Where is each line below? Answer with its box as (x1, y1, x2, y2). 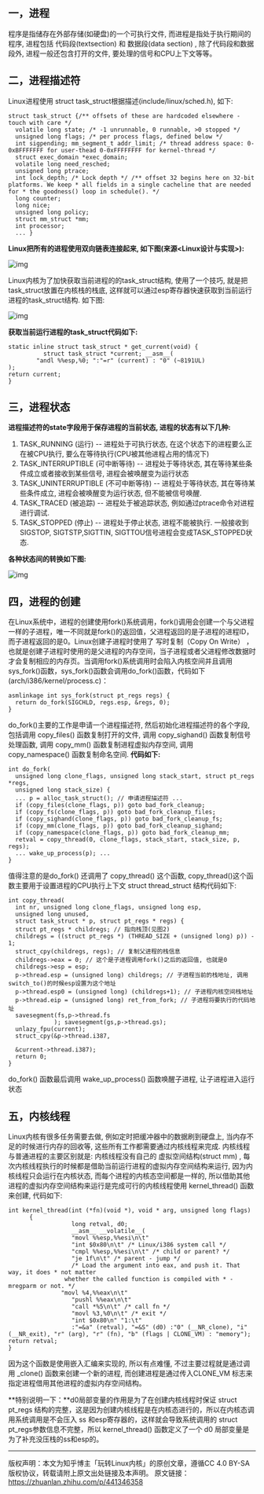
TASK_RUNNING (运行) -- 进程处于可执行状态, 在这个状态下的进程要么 (19, 439, 246, 449)
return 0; (15, 1053, 47, 1061)
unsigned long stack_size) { (15, 786, 111, 795)
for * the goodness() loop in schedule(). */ (8, 187, 159, 196)
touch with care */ (8, 119, 72, 127)
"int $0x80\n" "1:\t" (71, 1316, 143, 1325)
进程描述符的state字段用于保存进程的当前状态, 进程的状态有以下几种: (8, 423, 231, 432)
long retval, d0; (71, 1221, 128, 1228)
